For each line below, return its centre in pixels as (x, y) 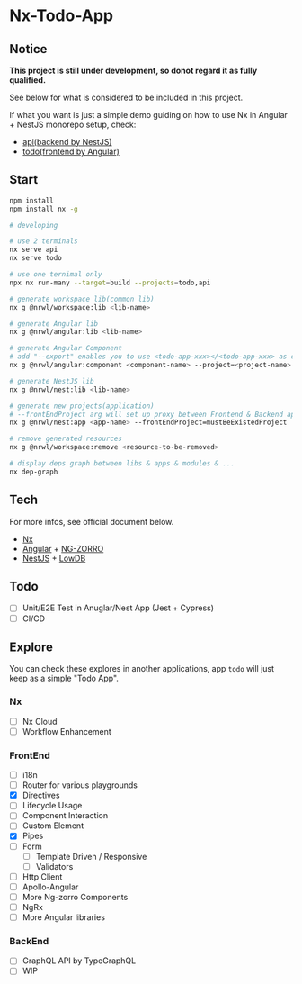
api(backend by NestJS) (67, 142)
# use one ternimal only (56, 275)
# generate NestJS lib (52, 381)
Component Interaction (65, 816)
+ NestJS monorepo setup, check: (73, 124)
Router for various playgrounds (80, 785)
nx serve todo (36, 258)
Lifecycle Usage (52, 806)
